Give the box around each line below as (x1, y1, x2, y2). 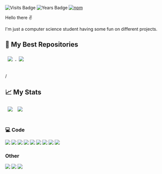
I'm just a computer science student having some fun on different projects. (5, 26, 158, 32)
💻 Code (5, 126, 25, 133)
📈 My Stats (5, 88, 42, 97)
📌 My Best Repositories (5, 40, 78, 49)
